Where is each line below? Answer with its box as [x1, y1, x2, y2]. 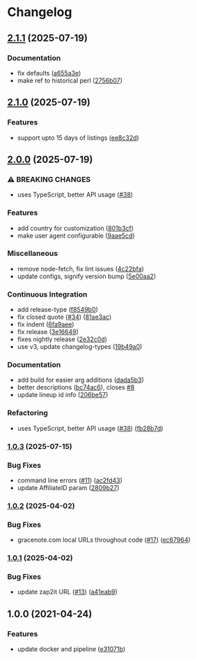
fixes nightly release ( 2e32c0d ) [17, 335, 108, 343]
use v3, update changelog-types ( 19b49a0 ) [17, 343, 143, 351]
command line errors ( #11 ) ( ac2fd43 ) [17, 476, 123, 485]
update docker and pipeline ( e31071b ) [17, 645, 125, 654]
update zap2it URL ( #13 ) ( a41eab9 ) [17, 588, 118, 596]
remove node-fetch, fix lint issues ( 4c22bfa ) [17, 264, 144, 273]
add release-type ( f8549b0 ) [17, 306, 99, 314]
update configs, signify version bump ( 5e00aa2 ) [17, 272, 157, 280]
